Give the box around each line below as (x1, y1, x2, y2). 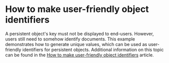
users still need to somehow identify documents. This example (5, 36, 135, 42)
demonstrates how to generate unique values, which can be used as (5, 41, 147, 47)
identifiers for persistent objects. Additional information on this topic (22, 46, 164, 52)
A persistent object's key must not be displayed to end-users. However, (5, 30, 154, 36)
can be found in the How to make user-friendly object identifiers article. (5, 51, 154, 58)
